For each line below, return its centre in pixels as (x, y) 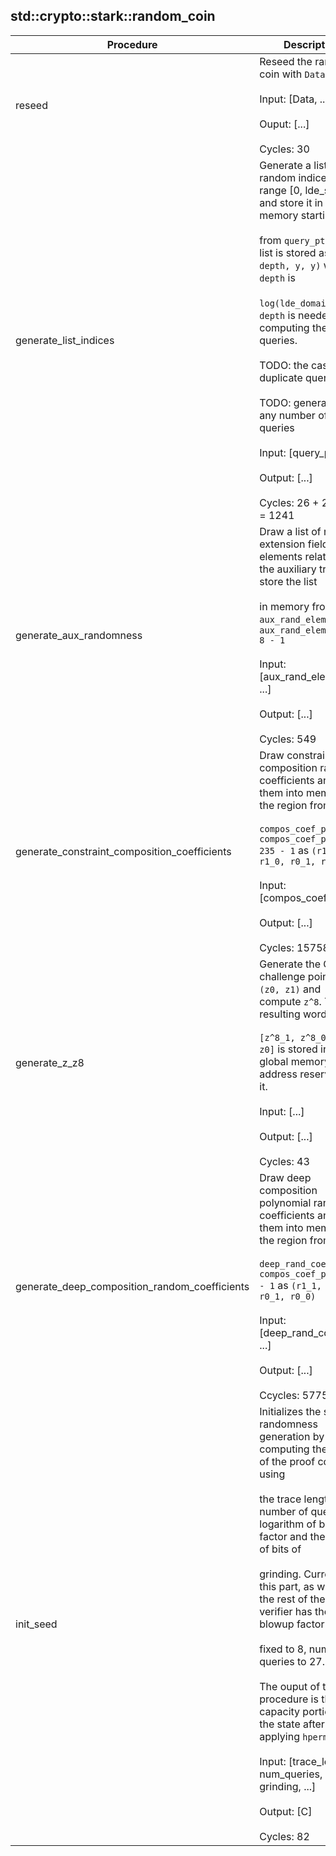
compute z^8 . (290, 1001)
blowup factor (292, 1624)
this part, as (287, 1586)
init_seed (36, 1624)
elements (281, 556)
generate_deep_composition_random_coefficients (132, 1286)
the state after (292, 1724)
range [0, (281, 190)
